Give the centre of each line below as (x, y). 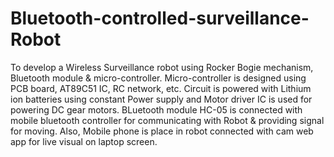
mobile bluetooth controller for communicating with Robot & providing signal (167, 120)
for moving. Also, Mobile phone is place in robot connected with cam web (162, 131)
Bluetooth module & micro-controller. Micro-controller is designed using (158, 78)
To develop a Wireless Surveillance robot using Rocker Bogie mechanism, (162, 67)
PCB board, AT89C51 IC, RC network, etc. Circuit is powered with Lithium (161, 88)
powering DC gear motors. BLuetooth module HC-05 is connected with (156, 109)
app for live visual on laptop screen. (84, 141)
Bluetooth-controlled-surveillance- (160, 18)
